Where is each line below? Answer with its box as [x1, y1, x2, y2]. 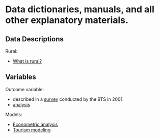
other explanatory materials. [5, 14, 129, 26]
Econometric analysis [12, 121, 58, 127]
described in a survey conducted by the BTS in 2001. [12, 96, 124, 102]
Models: [5, 111, 22, 118]
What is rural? [12, 58, 42, 64]
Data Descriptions [5, 35, 64, 43]
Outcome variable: [5, 86, 44, 92]
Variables [5, 73, 37, 81]
